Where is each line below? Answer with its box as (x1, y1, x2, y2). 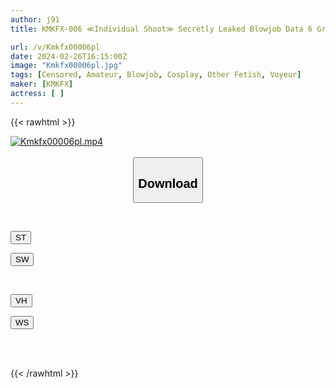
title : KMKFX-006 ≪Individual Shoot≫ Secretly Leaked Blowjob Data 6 (10, 24, 313, 34)
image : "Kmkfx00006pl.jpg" (10, 61, 123, 71)
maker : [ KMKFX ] (10, 79, 74, 90)
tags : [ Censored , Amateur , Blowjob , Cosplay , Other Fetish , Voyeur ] (10, 70, 302, 80)
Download (138, 176, 198, 191)
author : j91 (10, 14, 60, 25)
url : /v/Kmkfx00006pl (10, 42, 101, 52)
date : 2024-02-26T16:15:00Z (10, 51, 128, 61)
